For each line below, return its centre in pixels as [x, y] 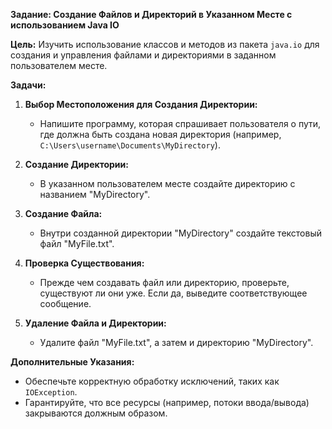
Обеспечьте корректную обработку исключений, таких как [152, 381]
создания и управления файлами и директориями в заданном [143, 55]
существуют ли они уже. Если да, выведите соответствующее [173, 293]
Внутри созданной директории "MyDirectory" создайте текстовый [181, 233]
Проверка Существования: [84, 263]
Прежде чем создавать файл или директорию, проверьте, [164, 282]
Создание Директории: [76, 164]
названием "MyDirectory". [95, 194]
